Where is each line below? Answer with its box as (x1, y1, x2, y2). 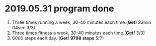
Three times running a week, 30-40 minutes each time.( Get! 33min (12, 19, 151, 25)
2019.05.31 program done (5, 3, 114, 14)
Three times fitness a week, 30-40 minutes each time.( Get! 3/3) (12, 30, 145, 36)
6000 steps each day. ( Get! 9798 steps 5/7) (12, 35, 104, 41)
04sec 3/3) (12, 24, 36, 30)
